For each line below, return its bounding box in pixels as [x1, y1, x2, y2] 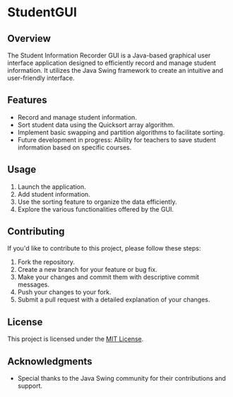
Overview [7, 33, 52, 45]
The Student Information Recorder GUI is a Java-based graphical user [7, 51, 211, 59]
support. [17, 381, 43, 390]
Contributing [7, 226, 65, 238]
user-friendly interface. [7, 74, 76, 82]
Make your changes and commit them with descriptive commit [17, 273, 200, 282]
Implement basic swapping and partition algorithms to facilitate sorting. [17, 128, 225, 137]
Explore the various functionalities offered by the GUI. [17, 205, 174, 213]
